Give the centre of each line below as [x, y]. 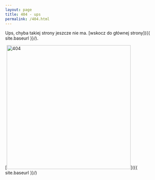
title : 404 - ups [23, 14]
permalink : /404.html [27, 19]
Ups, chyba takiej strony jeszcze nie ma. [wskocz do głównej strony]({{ [77, 33]
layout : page [19, 10]
